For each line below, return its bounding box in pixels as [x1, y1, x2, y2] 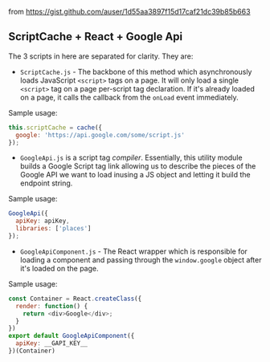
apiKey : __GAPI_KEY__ [15, 340, 88, 348]
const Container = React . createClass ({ [8, 295, 142, 303]
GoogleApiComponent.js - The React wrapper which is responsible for [19, 246, 247, 256]
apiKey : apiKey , [15, 217, 70, 226]
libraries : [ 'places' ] [15, 225, 92, 233]
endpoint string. [19, 178, 73, 188]
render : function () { [15, 302, 88, 310]
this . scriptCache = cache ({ [8, 124, 103, 132]
